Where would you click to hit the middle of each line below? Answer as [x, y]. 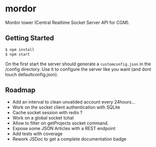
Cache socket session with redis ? [47, 113]
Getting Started [30, 38]
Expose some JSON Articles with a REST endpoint [64, 129]
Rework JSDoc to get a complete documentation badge [69, 139]
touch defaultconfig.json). [32, 74]
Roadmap [20, 90]
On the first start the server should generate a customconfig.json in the [78, 64]
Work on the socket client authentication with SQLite [66, 107]
